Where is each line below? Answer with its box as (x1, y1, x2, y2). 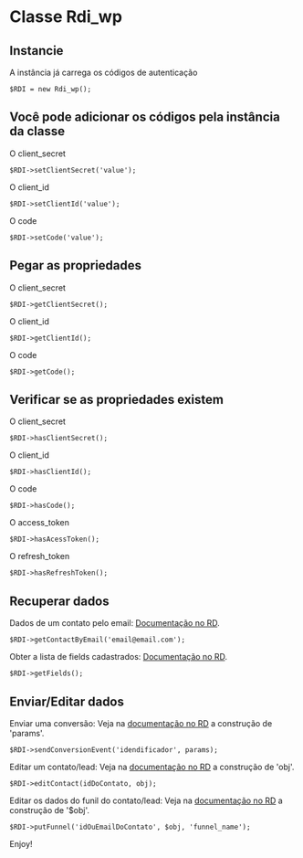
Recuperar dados (9, 593, 110, 609)
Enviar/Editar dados (9, 694, 125, 709)
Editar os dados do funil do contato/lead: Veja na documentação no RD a (9, 795, 283, 806)
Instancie (9, 43, 64, 58)
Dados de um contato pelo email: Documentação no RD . (9, 618, 221, 629)
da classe (9, 123, 66, 139)
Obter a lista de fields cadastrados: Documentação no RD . (9, 651, 228, 662)
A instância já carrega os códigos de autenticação (9, 67, 198, 78)
